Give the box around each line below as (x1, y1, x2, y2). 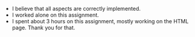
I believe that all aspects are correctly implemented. (11, 5, 141, 12)
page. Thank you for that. (11, 24, 75, 31)
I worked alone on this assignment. (11, 11, 100, 18)
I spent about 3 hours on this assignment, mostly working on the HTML (11, 18, 189, 24)
